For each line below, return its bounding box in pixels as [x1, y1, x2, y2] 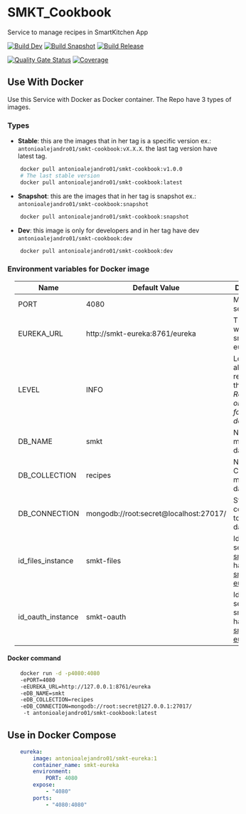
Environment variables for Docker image [7, 264, 150, 274]
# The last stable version [20, 172, 100, 179]
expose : [33, 781, 55, 788]
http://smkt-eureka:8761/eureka [85, 329, 197, 339]
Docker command [7, 654, 62, 663]
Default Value [132, 282, 180, 292]
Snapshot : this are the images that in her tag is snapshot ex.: [17, 192, 197, 200]
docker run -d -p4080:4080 [20, 669, 100, 677]
